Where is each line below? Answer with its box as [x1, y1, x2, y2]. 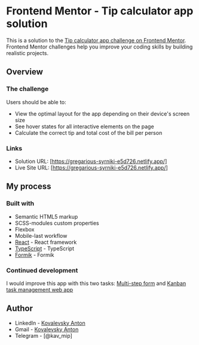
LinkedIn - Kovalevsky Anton [14, 319, 85, 326]
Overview [6, 67, 44, 77]
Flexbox [14, 226, 35, 233]
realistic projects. [6, 49, 49, 56]
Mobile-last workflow [14, 232, 68, 239]
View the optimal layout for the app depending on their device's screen [14, 110, 190, 117]
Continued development [6, 266, 78, 274]
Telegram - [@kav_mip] [14, 332, 73, 339]
